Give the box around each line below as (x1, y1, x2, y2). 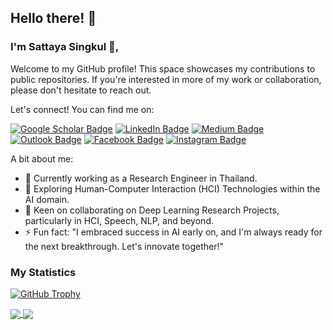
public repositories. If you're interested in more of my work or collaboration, (10, 73, 322, 85)
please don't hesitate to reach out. (10, 84, 152, 96)
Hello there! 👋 (10, 10, 97, 27)
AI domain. (24, 193, 70, 205)
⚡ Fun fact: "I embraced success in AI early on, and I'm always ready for (24, 226, 323, 238)
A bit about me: (10, 152, 74, 165)
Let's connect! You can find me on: (10, 103, 155, 115)
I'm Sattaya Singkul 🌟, (10, 40, 120, 54)
